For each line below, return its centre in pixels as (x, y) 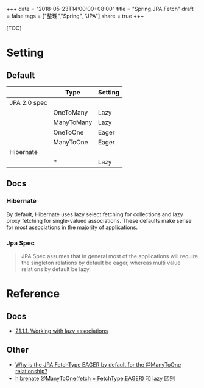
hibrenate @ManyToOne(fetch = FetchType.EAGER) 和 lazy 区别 (95, 378)
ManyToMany (73, 122)
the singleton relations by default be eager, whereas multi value (101, 263)
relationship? (31, 371)
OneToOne (69, 132)
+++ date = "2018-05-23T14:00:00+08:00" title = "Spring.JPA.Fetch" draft (100, 9)
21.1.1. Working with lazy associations (62, 331)
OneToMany (71, 112)
